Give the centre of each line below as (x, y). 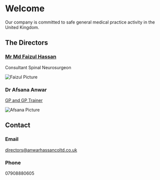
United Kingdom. (22, 27)
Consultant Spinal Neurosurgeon (38, 67)
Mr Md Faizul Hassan (31, 57)
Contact (18, 125)
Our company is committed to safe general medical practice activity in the (80, 22)
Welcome (25, 9)
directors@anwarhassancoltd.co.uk (41, 150)
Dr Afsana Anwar (26, 90)
